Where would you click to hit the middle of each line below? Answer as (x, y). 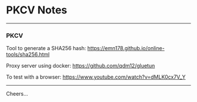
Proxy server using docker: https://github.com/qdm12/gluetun (81, 66)
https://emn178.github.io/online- (126, 48)
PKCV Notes (37, 10)
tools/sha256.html (28, 54)
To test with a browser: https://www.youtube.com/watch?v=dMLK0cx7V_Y (96, 77)
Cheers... (17, 94)
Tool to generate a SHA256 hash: (46, 48)
